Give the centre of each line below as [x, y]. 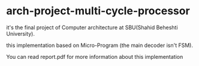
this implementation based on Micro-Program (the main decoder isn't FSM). [100, 45]
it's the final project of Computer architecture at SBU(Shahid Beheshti [92, 27]
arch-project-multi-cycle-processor [98, 11]
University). [20, 33]
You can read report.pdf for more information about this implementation [95, 56]
